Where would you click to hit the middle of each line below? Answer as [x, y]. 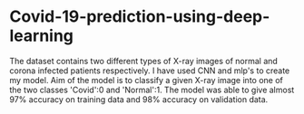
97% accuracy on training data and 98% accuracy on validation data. [139, 99]
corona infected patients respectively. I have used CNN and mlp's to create [150, 71]
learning [42, 36]
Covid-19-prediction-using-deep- [140, 17]
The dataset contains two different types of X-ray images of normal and [144, 61]
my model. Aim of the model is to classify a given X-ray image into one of [147, 80]
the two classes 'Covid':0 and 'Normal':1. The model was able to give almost [152, 90]
